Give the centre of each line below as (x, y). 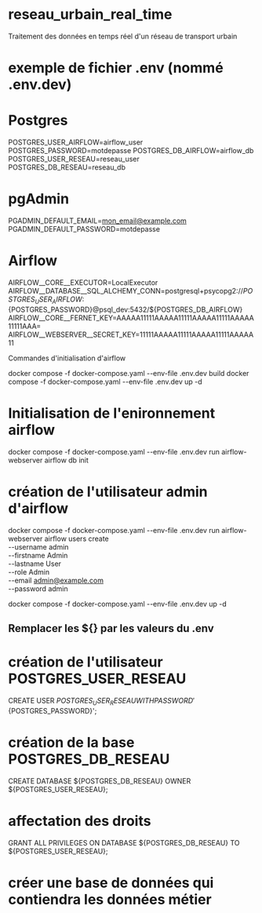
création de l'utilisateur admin (108, 491)
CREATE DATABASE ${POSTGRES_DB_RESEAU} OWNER (100, 781)
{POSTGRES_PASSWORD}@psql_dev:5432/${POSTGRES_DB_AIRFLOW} (126, 309)
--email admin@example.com (56, 580)
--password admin (38, 588)
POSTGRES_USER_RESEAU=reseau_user (74, 159)
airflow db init (66, 460)
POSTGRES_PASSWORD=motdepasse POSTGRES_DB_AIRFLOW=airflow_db (131, 151)
